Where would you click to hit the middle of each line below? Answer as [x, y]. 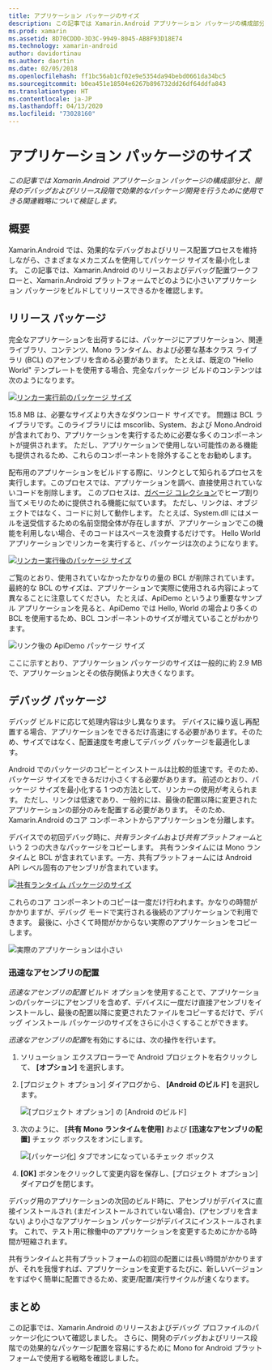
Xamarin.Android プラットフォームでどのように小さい [125, 280]
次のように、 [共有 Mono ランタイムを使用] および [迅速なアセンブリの [138, 1128]
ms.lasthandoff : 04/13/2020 [56, 106]
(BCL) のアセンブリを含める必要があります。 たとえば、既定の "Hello [138, 360]
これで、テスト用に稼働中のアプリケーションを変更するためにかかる [137, 1231]
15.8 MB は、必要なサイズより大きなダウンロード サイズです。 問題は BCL [131, 414]
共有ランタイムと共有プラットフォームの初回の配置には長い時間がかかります [136, 1258]
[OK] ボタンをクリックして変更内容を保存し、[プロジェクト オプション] [139, 1173]
